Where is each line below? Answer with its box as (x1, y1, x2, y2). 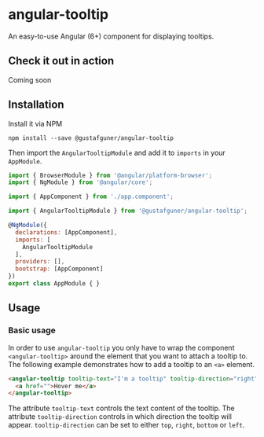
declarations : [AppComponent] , (15, 228, 118, 237)
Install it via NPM (8, 119, 63, 128)
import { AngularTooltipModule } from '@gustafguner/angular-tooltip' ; (8, 207, 247, 215)
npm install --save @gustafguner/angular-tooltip (8, 134, 174, 142)
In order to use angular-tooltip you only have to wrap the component (8, 343, 235, 352)
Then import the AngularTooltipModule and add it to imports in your (8, 148, 225, 157)
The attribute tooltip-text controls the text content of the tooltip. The (8, 403, 235, 413)
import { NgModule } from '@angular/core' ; (8, 178, 153, 186)
